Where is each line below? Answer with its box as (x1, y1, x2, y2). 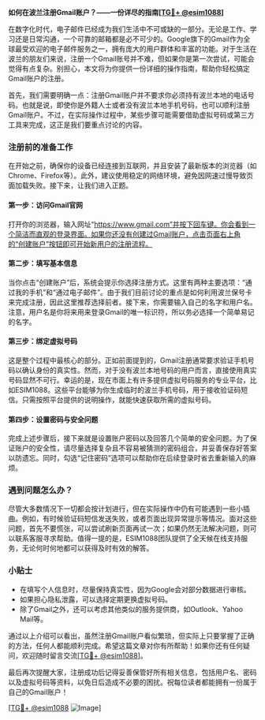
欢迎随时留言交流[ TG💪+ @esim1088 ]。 (21, 651, 147, 660)
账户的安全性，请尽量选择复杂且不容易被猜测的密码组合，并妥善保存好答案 (14, 443, 257, 453)
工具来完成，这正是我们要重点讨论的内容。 (8, 120, 147, 129)
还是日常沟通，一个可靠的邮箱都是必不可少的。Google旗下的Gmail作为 (14, 35, 244, 43)
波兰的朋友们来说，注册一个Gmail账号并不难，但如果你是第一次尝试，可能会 (8, 54, 255, 63)
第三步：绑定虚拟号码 (8, 337, 77, 346)
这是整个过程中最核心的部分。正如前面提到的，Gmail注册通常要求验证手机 (8, 355, 248, 365)
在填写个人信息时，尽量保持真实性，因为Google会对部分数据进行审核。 (19, 584, 251, 594)
